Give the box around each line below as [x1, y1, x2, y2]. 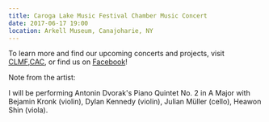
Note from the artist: [8, 73, 76, 83]
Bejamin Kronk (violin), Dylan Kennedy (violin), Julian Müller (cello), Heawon [8, 97, 262, 107]
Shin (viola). [8, 105, 48, 115]
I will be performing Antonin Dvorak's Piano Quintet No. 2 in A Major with [8, 88, 250, 98]
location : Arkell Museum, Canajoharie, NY [8, 26, 153, 35]
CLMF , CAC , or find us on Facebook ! [8, 57, 128, 67]
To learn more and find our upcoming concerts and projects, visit [8, 49, 225, 59]
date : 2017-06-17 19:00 [8, 19, 89, 27]
